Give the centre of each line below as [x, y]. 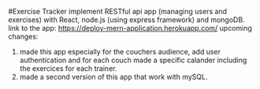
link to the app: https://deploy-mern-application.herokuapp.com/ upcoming [130, 28]
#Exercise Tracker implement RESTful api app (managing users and [117, 11]
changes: [23, 36]
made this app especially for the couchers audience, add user [120, 52]
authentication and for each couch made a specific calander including [133, 60]
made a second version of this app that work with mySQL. [113, 77]
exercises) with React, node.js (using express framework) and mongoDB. [127, 20]
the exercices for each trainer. [68, 69]
